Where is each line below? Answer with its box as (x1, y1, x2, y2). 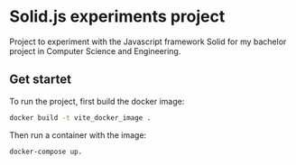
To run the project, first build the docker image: (9, 96, 185, 106)
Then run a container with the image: (9, 129, 147, 141)
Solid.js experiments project (9, 6, 226, 27)
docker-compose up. (9, 147, 83, 156)
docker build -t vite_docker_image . (9, 113, 152, 123)
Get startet (9, 72, 72, 87)
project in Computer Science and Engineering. (9, 45, 181, 56)
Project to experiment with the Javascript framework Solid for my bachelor (9, 36, 287, 47)
